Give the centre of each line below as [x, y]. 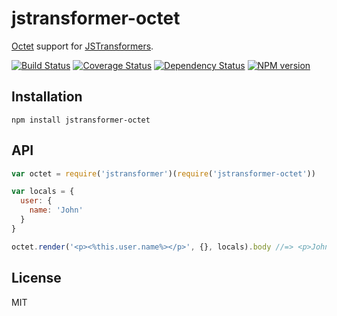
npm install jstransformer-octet [81, 120]
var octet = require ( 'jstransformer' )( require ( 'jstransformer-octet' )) [163, 173]
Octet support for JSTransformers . [82, 46]
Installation [47, 97]
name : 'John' [56, 210]
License [36, 278]
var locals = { [43, 192]
